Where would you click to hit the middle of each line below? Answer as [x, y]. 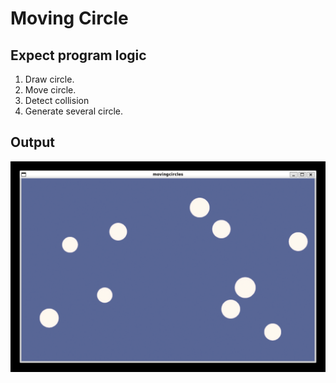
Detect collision [57, 100]
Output [32, 142]
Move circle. [50, 90]
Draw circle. [49, 79]
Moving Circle [69, 18]
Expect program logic [78, 55]
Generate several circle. [74, 111]
